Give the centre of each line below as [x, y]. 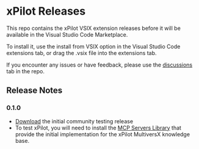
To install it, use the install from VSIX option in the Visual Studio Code [93, 46]
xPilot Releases [46, 11]
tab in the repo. [25, 71]
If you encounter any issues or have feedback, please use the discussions [99, 65]
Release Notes [34, 91]
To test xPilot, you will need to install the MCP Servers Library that [98, 128]
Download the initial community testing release [74, 121]
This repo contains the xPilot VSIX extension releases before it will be [94, 28]
